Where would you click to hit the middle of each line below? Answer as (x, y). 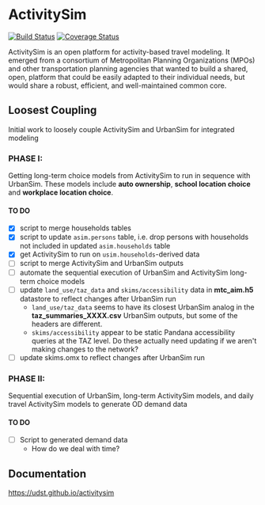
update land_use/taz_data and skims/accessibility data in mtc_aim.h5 (136, 290)
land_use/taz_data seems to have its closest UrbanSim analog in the (143, 307)
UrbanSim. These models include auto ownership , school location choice (129, 184)
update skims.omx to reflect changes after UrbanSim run (112, 357)
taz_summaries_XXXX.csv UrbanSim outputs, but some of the (134, 315)
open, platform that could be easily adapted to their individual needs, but (127, 77)
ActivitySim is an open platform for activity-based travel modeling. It (119, 51)
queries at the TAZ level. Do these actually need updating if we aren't (144, 340)
